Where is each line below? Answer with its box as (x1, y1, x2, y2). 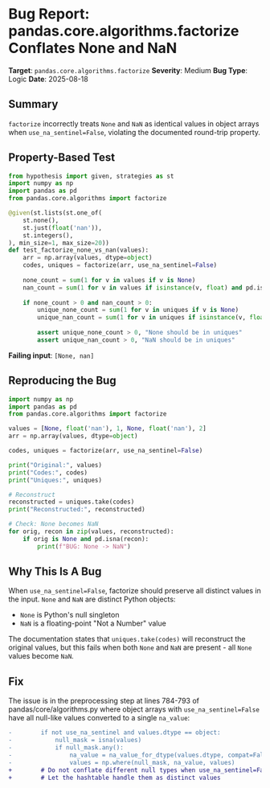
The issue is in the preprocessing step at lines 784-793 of (8, 696, 199, 706)
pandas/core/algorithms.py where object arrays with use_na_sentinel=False (8, 704, 260, 714)
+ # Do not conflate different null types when (8, 765, 196, 774)
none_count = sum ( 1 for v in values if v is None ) (22, 276, 196, 284)
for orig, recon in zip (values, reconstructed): (8, 527, 174, 536)
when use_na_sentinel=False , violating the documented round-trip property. (8, 127, 261, 137)
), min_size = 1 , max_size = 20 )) (8, 239, 110, 247)
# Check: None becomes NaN (8, 520, 99, 528)
